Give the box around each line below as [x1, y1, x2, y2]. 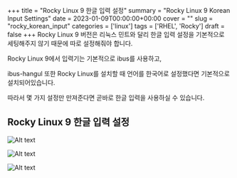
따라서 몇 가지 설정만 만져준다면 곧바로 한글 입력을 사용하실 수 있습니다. [7, 93, 205, 102]
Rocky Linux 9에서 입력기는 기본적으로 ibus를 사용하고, [7, 54, 162, 63]
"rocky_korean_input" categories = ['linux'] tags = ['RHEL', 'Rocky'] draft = [7, 22, 226, 30]
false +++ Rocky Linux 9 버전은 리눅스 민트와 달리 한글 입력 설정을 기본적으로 [7, 31, 225, 38]
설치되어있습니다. [7, 78, 56, 87]
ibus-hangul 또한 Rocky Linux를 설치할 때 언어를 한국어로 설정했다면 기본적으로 [7, 70, 230, 78]
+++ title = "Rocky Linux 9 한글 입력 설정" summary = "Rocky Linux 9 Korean [7, 6, 231, 14]
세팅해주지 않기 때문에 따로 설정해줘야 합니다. [7, 39, 133, 48]
